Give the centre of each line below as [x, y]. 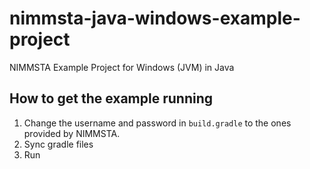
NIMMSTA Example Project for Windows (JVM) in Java [122, 67]
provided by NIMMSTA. [72, 133]
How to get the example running [111, 98]
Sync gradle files [58, 144]
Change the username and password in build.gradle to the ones [157, 123]
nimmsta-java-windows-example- [155, 18]
